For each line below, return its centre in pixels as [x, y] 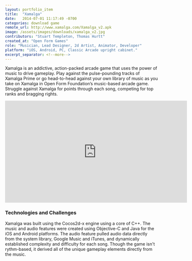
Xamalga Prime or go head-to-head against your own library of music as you [81, 78]
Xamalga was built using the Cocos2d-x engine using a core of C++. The [78, 223]
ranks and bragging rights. [32, 94]
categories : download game [32, 23]
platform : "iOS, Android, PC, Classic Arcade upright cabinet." [71, 50]
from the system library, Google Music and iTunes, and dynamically [72, 239]
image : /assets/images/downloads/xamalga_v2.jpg [55, 32]
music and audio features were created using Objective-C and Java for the [80, 229]
